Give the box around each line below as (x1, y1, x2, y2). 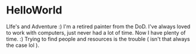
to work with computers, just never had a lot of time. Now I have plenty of (6, 29, 186, 36)
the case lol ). (6, 42, 40, 49)
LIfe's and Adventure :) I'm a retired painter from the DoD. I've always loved (6, 23, 191, 30)
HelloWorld (6, 4, 62, 17)
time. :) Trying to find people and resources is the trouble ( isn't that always (6, 35, 190, 42)
